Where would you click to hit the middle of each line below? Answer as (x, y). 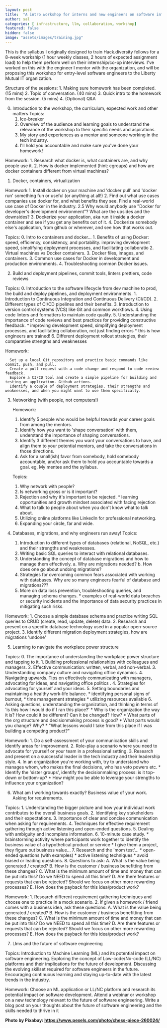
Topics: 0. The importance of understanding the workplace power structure (83, 656)
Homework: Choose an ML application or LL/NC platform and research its (80, 989)
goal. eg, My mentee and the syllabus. (59, 467)
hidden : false (20, 33)
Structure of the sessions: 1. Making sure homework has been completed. (81, 88)
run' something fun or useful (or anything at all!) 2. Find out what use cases (82, 196)
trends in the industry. (28, 980)
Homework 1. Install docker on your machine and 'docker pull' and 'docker (81, 190)
